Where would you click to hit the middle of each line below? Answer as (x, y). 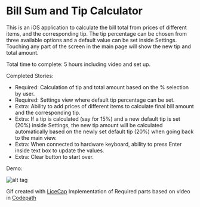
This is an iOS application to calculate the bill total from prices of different (96, 27)
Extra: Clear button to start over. (54, 156)
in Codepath (21, 197)
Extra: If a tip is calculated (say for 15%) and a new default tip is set (98, 119)
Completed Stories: (30, 76)
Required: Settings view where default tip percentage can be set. (95, 100)
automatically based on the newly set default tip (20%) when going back (104, 131)
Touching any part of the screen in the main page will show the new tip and (99, 46)
